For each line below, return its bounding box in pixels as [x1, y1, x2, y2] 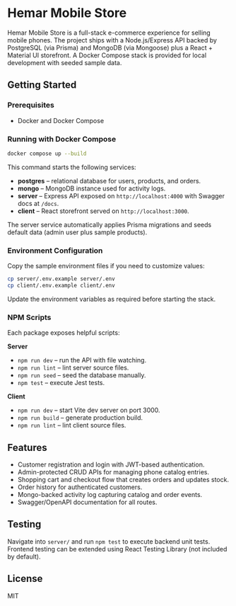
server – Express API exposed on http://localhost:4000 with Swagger [17, 191, 225, 200]
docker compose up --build [7, 150, 87, 157]
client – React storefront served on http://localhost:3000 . [17, 207, 189, 215]
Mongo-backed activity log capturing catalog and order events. [17, 490, 203, 498]
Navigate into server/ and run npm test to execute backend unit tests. [7, 537, 211, 546]
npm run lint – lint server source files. [17, 363, 129, 372]
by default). [7, 552, 41, 561]
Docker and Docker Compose [17, 116, 105, 125]
